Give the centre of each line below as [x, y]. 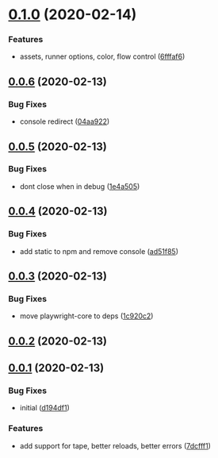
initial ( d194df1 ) [44, 408]
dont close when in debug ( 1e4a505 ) [80, 186]
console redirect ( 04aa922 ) [65, 121]
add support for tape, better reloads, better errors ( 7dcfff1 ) [115, 445]
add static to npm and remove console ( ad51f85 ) [99, 251]
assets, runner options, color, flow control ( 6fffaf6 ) [102, 56]
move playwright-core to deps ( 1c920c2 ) [86, 316]
